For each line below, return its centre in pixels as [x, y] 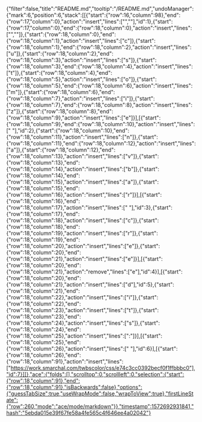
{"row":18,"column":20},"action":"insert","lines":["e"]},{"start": [83, 246]
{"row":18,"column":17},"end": [43, 214]
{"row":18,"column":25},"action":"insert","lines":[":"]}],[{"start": [84, 336]
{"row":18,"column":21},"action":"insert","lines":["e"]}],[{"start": [84, 259]
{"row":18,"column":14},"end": [43, 175]
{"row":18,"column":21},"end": [43, 291]
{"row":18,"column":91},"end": [43, 381]
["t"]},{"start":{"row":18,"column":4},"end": [59, 73]
